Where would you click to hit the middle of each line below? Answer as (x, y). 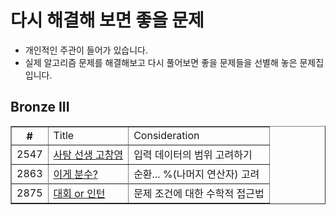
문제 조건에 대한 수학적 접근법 (199, 193)
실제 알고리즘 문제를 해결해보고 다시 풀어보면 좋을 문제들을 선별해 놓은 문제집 (174, 62)
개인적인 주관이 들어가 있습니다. (86, 50)
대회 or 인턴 (79, 193)
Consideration (166, 135)
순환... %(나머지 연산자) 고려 (196, 174)
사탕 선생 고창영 (88, 154)
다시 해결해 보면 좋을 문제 (107, 20)
